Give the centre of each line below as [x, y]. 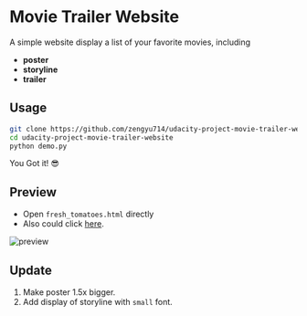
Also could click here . [64, 224]
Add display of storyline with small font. [98, 302]
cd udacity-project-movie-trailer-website [91, 137]
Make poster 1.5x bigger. [69, 292]
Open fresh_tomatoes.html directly [88, 214]
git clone [28, 129]
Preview [33, 192]
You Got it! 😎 [34, 163]
